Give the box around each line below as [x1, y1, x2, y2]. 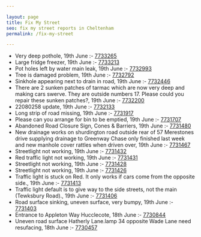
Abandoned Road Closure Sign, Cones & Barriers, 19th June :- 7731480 [14, 122, 191, 129]
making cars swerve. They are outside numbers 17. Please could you [14, 90, 184, 98]
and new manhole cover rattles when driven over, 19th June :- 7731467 [14, 141, 191, 148]
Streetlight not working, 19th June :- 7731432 [14, 148, 127, 155]
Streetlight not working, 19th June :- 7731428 [14, 160, 127, 168]
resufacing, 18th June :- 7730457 [14, 224, 98, 231]
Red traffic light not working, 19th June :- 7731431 [14, 154, 138, 162]
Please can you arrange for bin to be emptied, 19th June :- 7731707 [14, 116, 182, 123]
